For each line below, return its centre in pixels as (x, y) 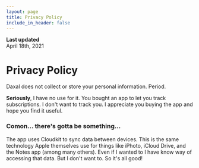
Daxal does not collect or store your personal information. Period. (86, 86)
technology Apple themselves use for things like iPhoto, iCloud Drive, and (96, 145)
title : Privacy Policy (34, 17)
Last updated (23, 40)
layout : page (22, 12)
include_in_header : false (38, 23)
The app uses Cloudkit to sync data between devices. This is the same (93, 139)
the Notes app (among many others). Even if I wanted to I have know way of (99, 152)
